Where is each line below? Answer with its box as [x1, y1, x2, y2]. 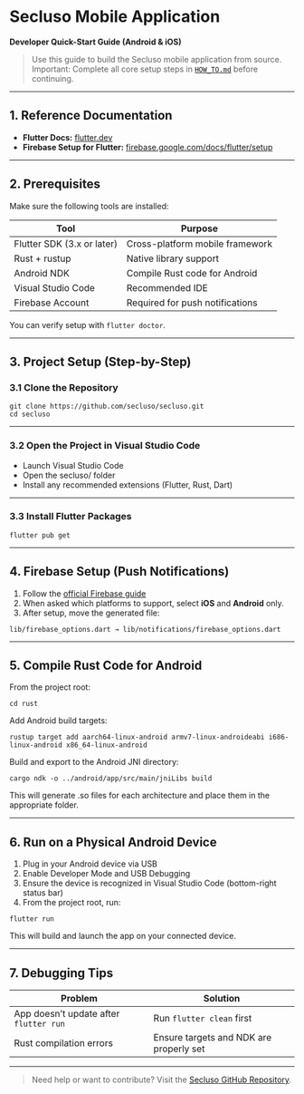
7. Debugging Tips [9, 965, 114, 981]
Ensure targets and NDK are [153, 1031, 272, 1044]
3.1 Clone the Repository [9, 381, 119, 393]
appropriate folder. [9, 799, 79, 810]
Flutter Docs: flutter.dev [22, 131, 113, 142]
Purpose [180, 222, 219, 235]
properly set [153, 1042, 205, 1055]
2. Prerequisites [9, 177, 101, 192]
